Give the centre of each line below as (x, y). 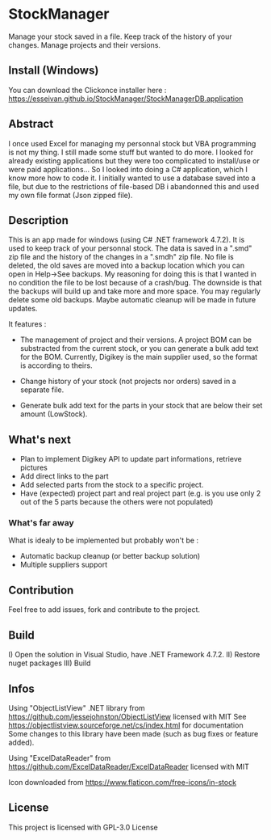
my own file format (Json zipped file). (71, 195)
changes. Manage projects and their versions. (85, 44)
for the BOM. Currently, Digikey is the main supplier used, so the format (139, 357)
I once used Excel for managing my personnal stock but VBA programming (132, 143)
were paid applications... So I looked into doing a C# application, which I (128, 169)
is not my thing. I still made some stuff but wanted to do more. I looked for (131, 152)
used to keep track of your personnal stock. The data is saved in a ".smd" (130, 248)
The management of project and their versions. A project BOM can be (136, 340)
